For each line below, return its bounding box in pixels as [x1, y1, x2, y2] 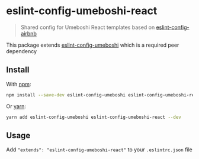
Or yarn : [6, 102, 27, 110]
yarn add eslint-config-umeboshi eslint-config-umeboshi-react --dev [6, 114, 182, 120]
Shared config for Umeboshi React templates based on [20, 24, 155, 31]
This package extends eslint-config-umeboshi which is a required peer [6, 41, 179, 48]
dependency [6, 47, 37, 54]
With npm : [6, 80, 31, 87]
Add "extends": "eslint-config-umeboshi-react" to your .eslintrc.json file [6, 146, 192, 153]
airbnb [20, 30, 37, 37]
